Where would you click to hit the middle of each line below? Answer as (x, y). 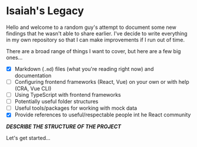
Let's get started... (29, 138)
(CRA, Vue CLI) (33, 89)
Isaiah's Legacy (45, 11)
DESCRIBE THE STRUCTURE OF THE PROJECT (64, 127)
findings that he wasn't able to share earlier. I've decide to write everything (97, 33)
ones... (14, 57)
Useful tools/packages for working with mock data (76, 108)
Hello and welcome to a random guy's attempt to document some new (91, 27)
